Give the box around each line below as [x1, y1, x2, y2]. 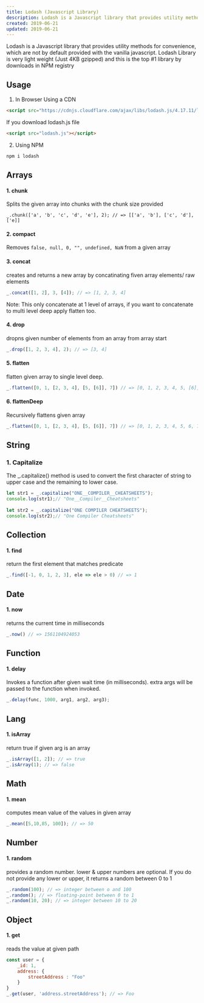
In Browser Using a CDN [15, 96, 76, 103]
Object [6, 914, 32, 925]
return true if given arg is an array [6, 744, 90, 752]
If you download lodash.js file [6, 118, 80, 125]
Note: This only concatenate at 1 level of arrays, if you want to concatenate [6, 301, 194, 308]
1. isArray [6, 731, 31, 738]
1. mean [6, 795, 26, 803]
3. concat [6, 258, 31, 265]
